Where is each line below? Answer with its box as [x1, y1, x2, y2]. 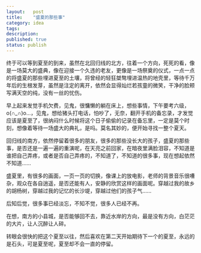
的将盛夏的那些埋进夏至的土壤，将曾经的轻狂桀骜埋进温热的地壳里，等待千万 [6, 74, 195, 81]
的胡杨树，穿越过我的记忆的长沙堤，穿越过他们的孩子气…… [6, 187, 152, 194]
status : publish [6, 42, 47, 48]
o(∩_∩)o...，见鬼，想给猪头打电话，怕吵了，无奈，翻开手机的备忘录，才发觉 [6, 109, 193, 117]
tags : [6, 25, 20, 32]
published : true [6, 36, 47, 42]
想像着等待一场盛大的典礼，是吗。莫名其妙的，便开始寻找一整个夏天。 [16, 124, 190, 132]
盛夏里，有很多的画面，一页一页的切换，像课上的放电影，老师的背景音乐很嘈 [6, 172, 195, 179]
